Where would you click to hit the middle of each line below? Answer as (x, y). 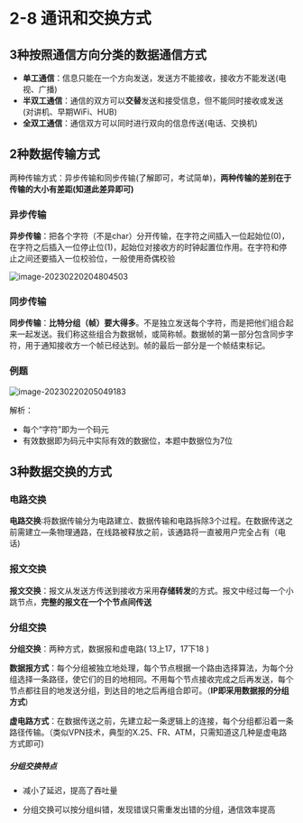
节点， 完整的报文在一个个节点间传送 (84, 602)
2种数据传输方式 (55, 154)
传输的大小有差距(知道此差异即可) (72, 189)
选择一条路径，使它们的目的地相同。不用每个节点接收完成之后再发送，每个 (155, 679)
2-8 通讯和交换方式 (80, 18)
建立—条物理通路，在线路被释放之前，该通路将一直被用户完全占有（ (151, 532)
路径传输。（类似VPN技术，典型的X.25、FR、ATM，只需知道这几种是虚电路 (148, 732)
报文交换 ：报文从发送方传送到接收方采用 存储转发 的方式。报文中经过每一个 (147, 590)
